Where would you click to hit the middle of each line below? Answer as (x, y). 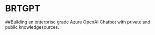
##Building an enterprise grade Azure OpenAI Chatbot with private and (78, 22)
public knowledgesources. (32, 27)
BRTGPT (23, 9)
